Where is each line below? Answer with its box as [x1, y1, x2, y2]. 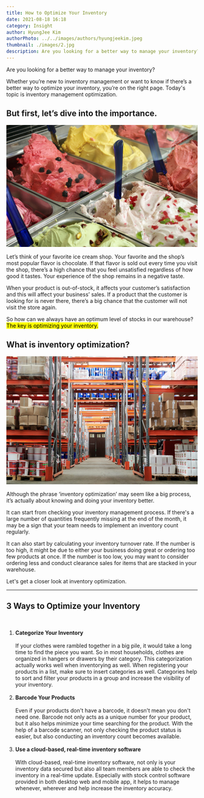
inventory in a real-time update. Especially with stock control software [15, 771, 190, 778]
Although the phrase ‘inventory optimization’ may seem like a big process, [6, 490, 191, 497]
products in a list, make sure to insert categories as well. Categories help [15, 668, 197, 675]
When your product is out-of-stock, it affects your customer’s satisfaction [6, 284, 190, 292]
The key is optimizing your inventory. [6, 322, 99, 329]
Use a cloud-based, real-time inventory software [15, 746, 141, 753]
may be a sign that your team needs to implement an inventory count [6, 521, 178, 529]
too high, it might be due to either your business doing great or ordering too [6, 546, 195, 554]
